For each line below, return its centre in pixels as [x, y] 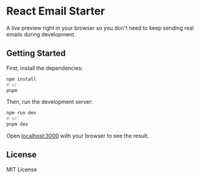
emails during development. [41, 34]
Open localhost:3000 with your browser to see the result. [78, 136]
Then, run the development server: [50, 102]
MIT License [22, 169]
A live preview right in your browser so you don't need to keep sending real [100, 28]
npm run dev [21, 113]
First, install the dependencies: [45, 68]
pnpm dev [17, 124]
